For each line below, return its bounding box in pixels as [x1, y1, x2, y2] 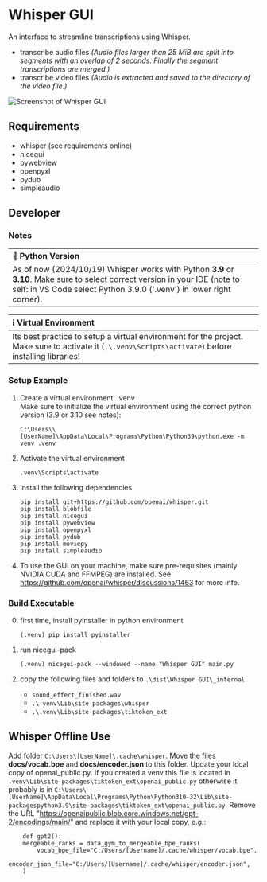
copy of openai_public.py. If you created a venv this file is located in [8, 767, 231, 777]
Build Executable [8, 597, 75, 608]
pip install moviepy [19, 540, 88, 548]
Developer [8, 206, 61, 220]
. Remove [225, 800, 256, 810]
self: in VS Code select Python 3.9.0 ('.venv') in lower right [12, 284, 231, 295]
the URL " [8, 808, 40, 818]
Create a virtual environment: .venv [19, 392, 135, 403]
